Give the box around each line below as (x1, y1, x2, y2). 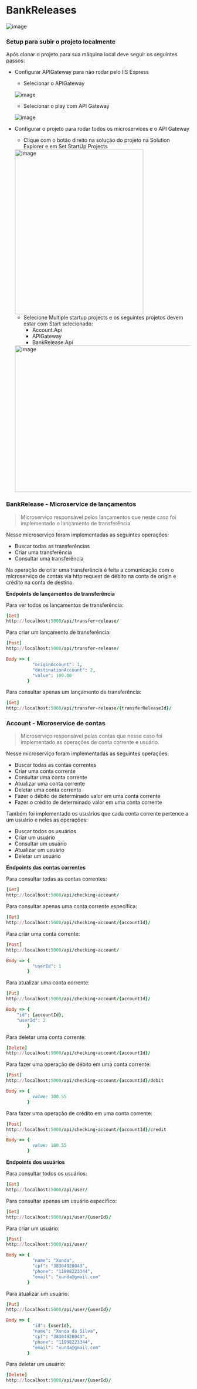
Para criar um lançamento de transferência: (6, 629, 111, 636)
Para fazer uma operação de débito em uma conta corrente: (6, 1061, 151, 1068)
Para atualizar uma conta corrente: (6, 979, 90, 986)
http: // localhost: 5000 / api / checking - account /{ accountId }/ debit (6, 1078, 164, 1084)
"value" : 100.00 (32, 673, 72, 678)
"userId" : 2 (16, 1017, 46, 1023)
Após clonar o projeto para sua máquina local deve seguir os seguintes (6, 51, 178, 58)
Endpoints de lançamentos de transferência (6, 590, 116, 597)
